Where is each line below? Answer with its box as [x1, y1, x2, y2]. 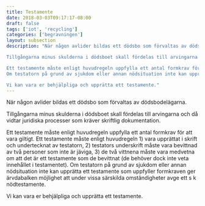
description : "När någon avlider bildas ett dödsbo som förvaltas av [6, 43, 187, 50]
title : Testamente [6, 9, 53, 15]
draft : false [6, 20, 40, 26]
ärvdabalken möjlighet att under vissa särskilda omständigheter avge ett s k [6, 174, 196, 182]
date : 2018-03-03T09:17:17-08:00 [6, 15, 92, 21]
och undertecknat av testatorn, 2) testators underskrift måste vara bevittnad [6, 142, 198, 149]
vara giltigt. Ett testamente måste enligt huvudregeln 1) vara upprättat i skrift [6, 135, 197, 142]
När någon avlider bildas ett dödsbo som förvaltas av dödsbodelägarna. [6, 98, 187, 106]
